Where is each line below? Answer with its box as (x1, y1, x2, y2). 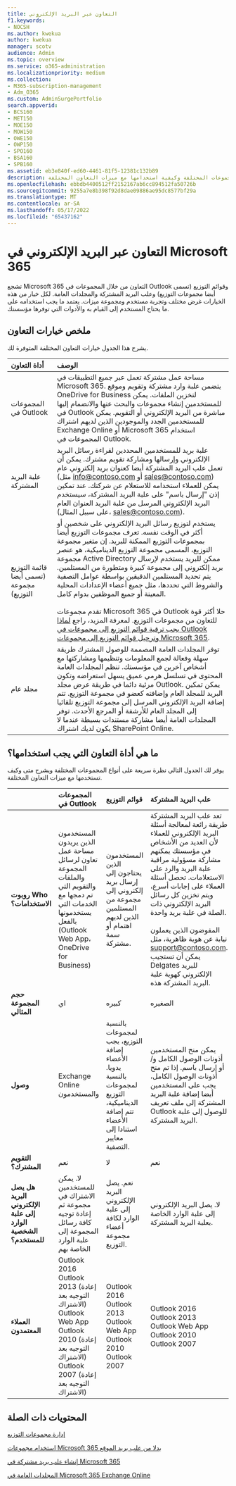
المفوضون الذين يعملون (150, 925, 220, 935)
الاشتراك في (58, 1191, 96, 1201)
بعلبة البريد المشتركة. (150, 1218, 213, 1228)
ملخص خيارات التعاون (7, 325, 91, 337)
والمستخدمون (58, 1089, 100, 1099)
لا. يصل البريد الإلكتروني (150, 1200, 221, 1210)
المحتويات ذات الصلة (7, 1411, 87, 1423)
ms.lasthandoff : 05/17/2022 (7, 207, 90, 214)
